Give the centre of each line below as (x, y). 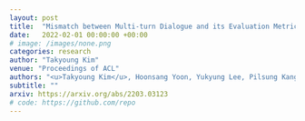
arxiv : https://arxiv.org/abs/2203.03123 (89, 94)
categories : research (50, 52)
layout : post (34, 18)
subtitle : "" (34, 86)
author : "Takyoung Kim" (54, 60)
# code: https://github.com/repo (73, 102)
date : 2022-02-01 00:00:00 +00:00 (79, 35)
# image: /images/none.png (60, 43)
